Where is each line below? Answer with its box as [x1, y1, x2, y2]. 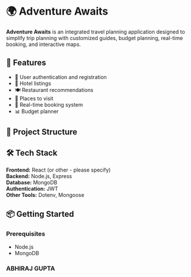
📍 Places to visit [14, 95, 53, 102]
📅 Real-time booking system [14, 101, 83, 108]
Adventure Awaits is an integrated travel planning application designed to [6, 28, 185, 35]
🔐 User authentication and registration [14, 73, 107, 80]
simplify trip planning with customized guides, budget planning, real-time [6, 34, 183, 41]
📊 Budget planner [14, 107, 59, 115]
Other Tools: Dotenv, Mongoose [6, 191, 85, 198]
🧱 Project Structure [6, 127, 78, 137]
